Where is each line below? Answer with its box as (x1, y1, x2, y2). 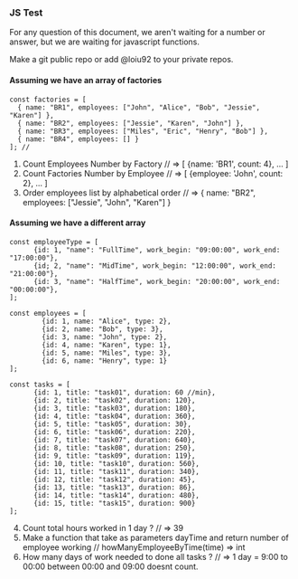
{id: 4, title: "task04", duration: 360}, (33, 412, 196, 421)
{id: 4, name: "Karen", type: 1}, (42, 340, 172, 349)
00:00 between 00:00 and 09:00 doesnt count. (22, 561, 199, 572)
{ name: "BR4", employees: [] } (17, 134, 140, 144)
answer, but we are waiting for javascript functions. (9, 36, 200, 47)
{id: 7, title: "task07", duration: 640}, (33, 435, 196, 444)
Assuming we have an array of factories (9, 74, 163, 85)
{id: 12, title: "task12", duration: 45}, (33, 475, 196, 484)
